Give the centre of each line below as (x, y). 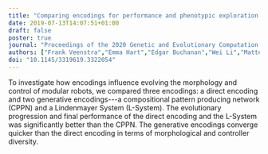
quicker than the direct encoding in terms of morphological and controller (129, 133)
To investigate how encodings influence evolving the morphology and (123, 82)
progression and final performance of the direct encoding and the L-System (133, 116)
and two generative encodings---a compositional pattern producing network (134, 99)
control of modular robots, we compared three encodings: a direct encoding (133, 90)
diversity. (23, 141)
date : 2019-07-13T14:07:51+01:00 (64, 23)
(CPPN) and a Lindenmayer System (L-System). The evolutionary (115, 107)
